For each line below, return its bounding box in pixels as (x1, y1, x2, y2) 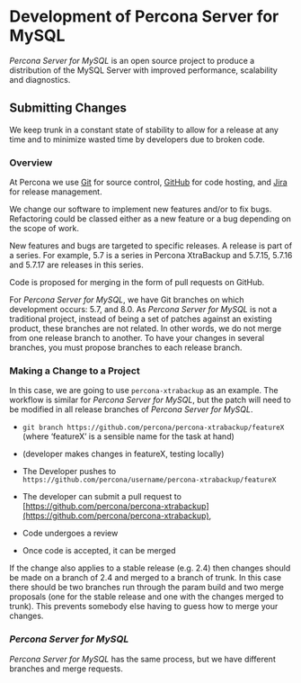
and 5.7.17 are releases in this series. (9, 259, 144, 271)
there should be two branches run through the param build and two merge (9, 582, 285, 593)
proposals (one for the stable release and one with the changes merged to (9, 591, 285, 602)
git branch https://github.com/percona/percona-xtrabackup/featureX (22, 423, 285, 433)
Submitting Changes (9, 101, 128, 116)
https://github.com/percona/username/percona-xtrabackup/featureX (22, 475, 277, 485)
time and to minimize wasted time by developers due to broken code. (9, 133, 265, 145)
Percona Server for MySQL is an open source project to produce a (9, 55, 255, 66)
